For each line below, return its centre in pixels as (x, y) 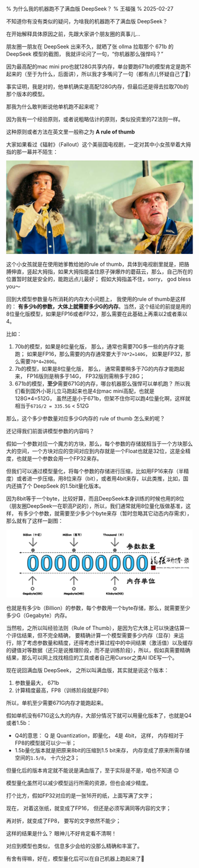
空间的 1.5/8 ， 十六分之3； (47, 758)
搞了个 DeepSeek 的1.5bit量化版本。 (60, 486)
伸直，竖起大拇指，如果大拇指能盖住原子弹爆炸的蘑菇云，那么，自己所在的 (102, 271)
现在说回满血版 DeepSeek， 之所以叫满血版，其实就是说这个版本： (88, 670)
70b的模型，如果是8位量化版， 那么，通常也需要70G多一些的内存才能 (99, 346)
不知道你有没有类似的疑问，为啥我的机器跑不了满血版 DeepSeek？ (87, 21)
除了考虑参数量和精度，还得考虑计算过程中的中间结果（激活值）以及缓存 (105, 643)
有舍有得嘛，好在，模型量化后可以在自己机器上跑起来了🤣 (76, 859)
